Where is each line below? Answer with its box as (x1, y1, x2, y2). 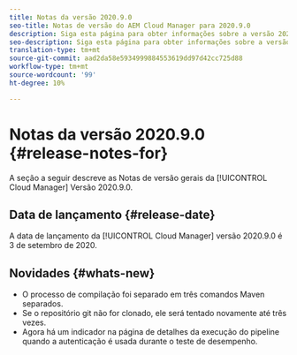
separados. (21, 298, 64, 309)
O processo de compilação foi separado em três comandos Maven (21, 289, 265, 300)
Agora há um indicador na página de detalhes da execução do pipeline (21, 327, 280, 337)
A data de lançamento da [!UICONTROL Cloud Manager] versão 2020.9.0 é (9, 230, 283, 241)
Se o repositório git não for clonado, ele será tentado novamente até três (21, 308, 287, 319)
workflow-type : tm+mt (9, 63, 89, 72)
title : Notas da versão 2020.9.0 (9, 12, 133, 22)
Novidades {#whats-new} (9, 266, 156, 281)
